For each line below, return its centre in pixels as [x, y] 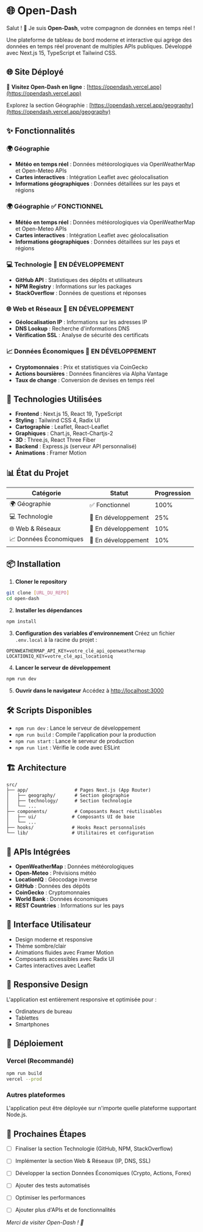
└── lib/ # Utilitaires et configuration [80, 833]
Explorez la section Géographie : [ [49, 105]
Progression [173, 493]
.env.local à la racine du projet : [56, 639]
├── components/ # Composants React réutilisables [84, 812]
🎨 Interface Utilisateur [49, 925]
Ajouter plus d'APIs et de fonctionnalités [65, 1210]
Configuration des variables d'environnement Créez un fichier [95, 633]
